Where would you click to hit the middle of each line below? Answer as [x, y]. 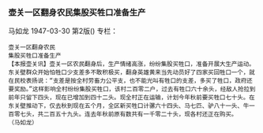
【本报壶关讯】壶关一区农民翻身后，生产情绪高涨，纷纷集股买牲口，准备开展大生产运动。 [131, 65]
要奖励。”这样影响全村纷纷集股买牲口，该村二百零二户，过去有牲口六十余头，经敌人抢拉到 [132, 89]
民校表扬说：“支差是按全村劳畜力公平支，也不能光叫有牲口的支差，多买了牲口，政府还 [133, 81]
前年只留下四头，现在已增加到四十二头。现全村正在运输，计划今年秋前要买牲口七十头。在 [131, 98]
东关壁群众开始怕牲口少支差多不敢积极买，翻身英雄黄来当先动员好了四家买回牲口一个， [129, 72]
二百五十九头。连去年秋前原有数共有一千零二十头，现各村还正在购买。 [140, 115]
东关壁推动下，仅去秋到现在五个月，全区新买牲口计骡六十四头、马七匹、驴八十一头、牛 [129, 106]
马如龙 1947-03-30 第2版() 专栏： [63, 31]
